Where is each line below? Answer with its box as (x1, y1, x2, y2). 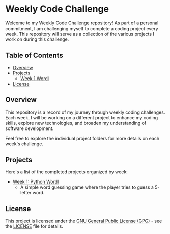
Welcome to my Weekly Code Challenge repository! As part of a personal (5, 20, 159, 26)
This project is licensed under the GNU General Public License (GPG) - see (5, 218, 162, 224)
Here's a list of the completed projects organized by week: (5, 169, 128, 175)
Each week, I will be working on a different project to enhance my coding (5, 114, 158, 120)
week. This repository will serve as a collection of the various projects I (5, 31, 154, 37)
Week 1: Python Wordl (12, 179, 59, 185)
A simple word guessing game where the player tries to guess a (20, 184, 154, 190)
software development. (5, 125, 54, 132)
